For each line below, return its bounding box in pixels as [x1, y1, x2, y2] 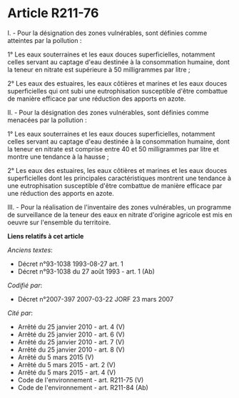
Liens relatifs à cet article [7, 232, 84, 240]
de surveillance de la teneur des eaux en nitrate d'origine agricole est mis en [7, 210, 233, 219]
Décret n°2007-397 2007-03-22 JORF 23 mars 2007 [17, 294, 173, 303]
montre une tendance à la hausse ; [7, 152, 109, 161]
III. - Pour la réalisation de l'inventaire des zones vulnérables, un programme [7, 202, 232, 212]
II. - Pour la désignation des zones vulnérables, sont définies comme [7, 108, 209, 116]
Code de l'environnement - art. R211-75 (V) [17, 375, 144, 384]
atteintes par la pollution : [7, 36, 82, 44]
